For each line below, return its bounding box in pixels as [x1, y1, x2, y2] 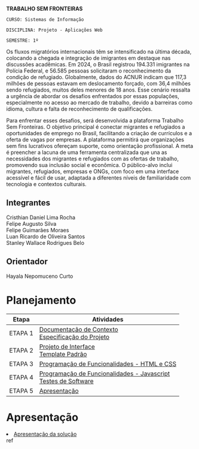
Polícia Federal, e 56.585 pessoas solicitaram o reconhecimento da [6, 67, 172, 74]
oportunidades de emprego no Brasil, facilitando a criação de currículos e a [6, 130, 192, 136]
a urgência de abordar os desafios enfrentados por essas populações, [6, 93, 179, 99]
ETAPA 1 [9, 329, 34, 337]
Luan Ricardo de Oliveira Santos [6, 233, 85, 240]
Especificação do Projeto [39, 332, 109, 341]
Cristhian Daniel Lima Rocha [6, 214, 76, 221]
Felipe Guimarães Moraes [6, 226, 69, 233]
